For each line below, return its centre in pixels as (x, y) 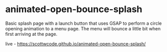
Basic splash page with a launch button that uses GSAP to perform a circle (83, 23)
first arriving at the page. (31, 34)
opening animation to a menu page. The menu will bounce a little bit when (83, 28)
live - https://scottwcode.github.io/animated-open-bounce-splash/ (76, 43)
